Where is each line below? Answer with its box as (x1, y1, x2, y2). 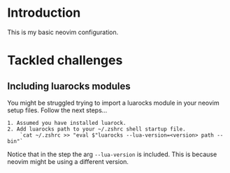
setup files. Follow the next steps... (7, 106, 108, 114)
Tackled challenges (7, 52, 123, 68)
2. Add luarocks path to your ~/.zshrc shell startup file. (7, 126, 187, 133)
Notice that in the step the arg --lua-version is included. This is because (7, 150, 217, 158)
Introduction (7, 5, 81, 21)
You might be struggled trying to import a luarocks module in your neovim (7, 98, 220, 107)
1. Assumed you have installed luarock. (7, 119, 127, 126)
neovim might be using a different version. (7, 157, 129, 165)
